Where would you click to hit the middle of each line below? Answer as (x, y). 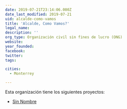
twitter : (14, 55)
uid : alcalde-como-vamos (31, 19)
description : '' (22, 33)
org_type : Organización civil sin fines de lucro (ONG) (64, 37)
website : (14, 42)
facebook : (15, 51)
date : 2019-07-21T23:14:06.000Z (38, 10)
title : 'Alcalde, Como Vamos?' (37, 23)
